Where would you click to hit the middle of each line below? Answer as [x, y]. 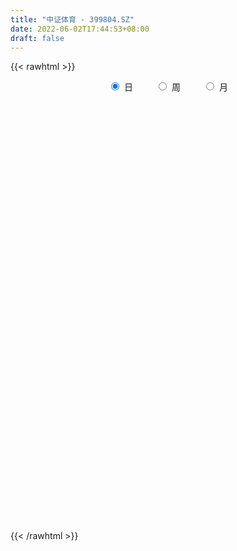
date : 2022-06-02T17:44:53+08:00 [80, 29]
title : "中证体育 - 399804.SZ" [72, 19]
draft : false [37, 38]
